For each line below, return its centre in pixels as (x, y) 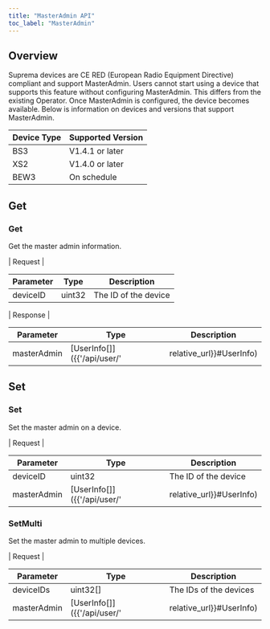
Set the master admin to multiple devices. (77, 541)
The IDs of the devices (212, 590)
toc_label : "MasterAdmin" (51, 23)
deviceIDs (31, 590)
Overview (33, 56)
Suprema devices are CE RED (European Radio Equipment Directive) (121, 75)
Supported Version (106, 137)
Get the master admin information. (65, 246)
